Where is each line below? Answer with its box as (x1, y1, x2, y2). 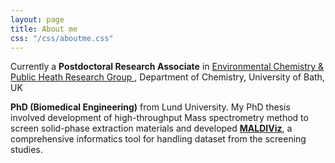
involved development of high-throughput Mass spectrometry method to (10, 112, 309, 124)
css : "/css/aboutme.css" (10, 33, 114, 43)
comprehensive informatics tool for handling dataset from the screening (10, 133, 307, 145)
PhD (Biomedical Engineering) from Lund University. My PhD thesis (10, 101, 291, 113)
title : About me (10, 24, 78, 34)
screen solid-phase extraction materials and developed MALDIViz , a (10, 122, 293, 135)
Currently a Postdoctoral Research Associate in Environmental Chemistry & (10, 61, 325, 73)
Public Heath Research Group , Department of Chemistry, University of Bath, (10, 71, 325, 83)
